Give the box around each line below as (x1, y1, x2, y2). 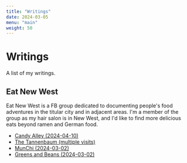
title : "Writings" (6, 8, 51, 15)
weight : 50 (6, 25, 33, 31)
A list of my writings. (6, 70, 56, 77)
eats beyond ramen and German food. (6, 121, 98, 128)
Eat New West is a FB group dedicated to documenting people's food (6, 102, 173, 109)
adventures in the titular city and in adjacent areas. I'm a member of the (6, 108, 179, 115)
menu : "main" (6, 19, 38, 25)
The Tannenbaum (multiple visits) (14, 138, 96, 145)
